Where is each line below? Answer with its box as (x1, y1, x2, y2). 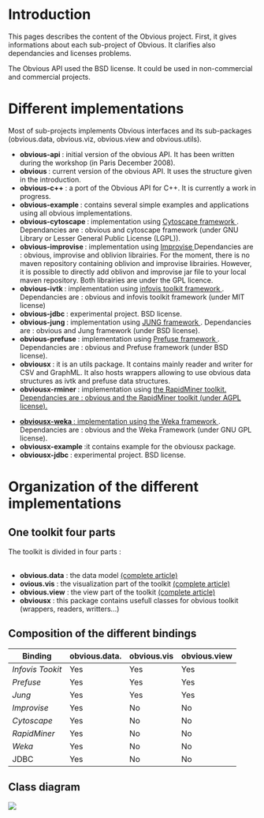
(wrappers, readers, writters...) (19, 604, 120, 613)
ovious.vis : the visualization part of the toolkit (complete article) (19, 579, 231, 588)
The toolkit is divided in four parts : (8, 546, 121, 556)
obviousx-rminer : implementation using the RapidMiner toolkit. (19, 385, 227, 394)
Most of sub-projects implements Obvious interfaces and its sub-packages (8, 126, 252, 135)
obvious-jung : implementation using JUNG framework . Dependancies (19, 317, 252, 327)
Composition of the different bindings (8, 627, 197, 640)
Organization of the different (8, 478, 199, 496)
